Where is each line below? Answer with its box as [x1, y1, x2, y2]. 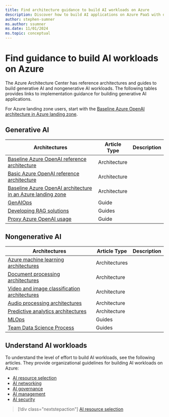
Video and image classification [8, 285, 80, 292]
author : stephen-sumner [5, 17, 55, 22]
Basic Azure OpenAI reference [8, 170, 79, 177]
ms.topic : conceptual [5, 31, 51, 36]
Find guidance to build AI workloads [5, 52, 158, 64]
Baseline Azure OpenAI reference [8, 155, 87, 162]
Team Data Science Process [8, 324, 74, 331]
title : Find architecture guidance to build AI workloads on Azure [5, 7, 150, 13]
